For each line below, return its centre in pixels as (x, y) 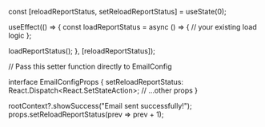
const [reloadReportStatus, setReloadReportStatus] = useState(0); (117, 12)
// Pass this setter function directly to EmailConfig (90, 66)
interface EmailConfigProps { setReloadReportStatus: (96, 82)
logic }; (20, 36)
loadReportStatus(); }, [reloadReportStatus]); (82, 51)
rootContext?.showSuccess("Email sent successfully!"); (100, 106)
